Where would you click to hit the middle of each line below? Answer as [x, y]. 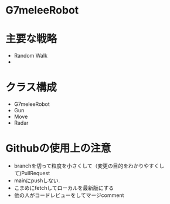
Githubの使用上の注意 [58, 148]
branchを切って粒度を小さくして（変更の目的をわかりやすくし [89, 166]
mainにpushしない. [37, 180]
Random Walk [31, 56]
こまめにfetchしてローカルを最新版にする [64, 188]
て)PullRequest [32, 173]
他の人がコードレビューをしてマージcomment [69, 195]
